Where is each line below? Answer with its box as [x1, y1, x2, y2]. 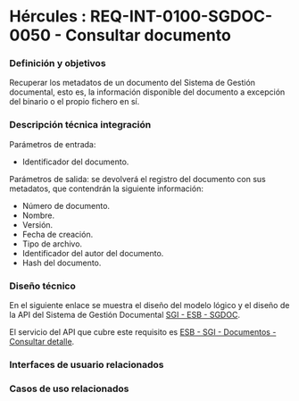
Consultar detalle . [9, 337, 75, 347]
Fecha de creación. [21, 229, 94, 239]
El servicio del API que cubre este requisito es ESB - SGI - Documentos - [9, 327, 277, 338]
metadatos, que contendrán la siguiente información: [9, 183, 203, 194]
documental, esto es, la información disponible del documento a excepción [9, 87, 286, 97]
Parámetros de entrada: [9, 138, 96, 149]
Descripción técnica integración [9, 119, 152, 131]
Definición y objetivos [9, 57, 106, 70]
